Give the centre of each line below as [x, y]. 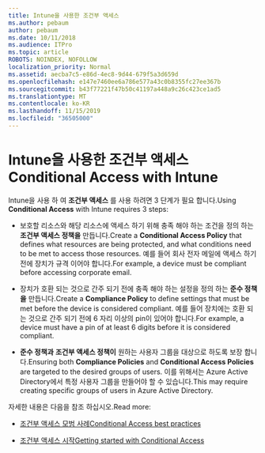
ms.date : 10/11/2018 [42, 38]
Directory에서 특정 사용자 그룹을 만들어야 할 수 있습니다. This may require [134, 381]
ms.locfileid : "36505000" [51, 119]
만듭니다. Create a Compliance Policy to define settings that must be [139, 298]
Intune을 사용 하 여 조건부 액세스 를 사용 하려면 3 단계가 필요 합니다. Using [122, 200]
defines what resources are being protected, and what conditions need [135, 244]
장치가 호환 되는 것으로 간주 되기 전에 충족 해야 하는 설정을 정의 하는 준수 [131, 289]
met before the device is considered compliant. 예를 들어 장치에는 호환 [132, 308]
